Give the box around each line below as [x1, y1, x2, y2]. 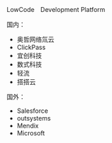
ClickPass [16, 43, 46, 51]
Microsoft [16, 129, 45, 137]
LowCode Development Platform [6, 6, 106, 13]
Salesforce [16, 107, 49, 115]
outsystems [16, 114, 51, 122]
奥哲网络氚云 [16, 35, 54, 43]
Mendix [16, 121, 39, 130]
